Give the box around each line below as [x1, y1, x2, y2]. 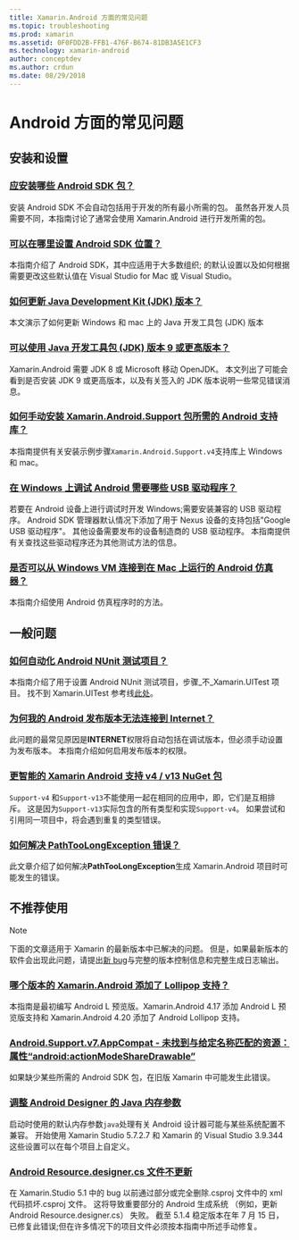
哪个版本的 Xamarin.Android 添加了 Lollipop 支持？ [9, 979, 230, 992]
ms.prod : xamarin [9, 29, 74, 38]
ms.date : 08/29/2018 [9, 71, 87, 80]
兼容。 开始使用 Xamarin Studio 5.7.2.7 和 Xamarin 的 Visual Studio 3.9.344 [9, 1129, 284, 1140]
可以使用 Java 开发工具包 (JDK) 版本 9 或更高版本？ [9, 341, 230, 354]
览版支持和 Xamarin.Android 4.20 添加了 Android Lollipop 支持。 [9, 1012, 245, 1023]
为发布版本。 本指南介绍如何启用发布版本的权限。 [9, 745, 192, 756]
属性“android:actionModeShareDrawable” [9, 1051, 196, 1063]
